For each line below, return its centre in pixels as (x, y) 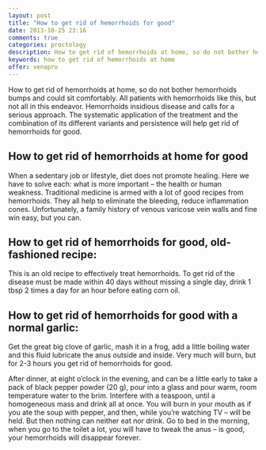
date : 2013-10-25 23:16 (47, 30)
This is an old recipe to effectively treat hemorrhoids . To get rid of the (122, 274)
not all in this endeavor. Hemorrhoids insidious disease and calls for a (122, 106)
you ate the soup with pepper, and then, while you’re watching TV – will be (129, 413)
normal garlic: (44, 328)
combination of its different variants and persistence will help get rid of (123, 123)
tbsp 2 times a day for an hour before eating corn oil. (94, 290)
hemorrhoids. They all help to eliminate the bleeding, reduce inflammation (129, 200)
